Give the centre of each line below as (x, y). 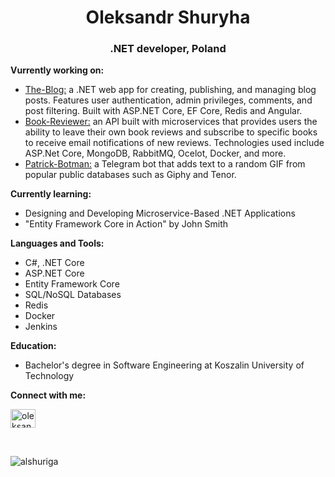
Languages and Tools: (57, 243)
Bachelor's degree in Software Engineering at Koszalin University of (164, 365)
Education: (33, 346)
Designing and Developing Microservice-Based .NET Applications (160, 213)
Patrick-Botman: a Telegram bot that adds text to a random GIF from (165, 164)
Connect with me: (48, 395)
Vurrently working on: (57, 70)
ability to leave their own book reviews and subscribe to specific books (171, 132)
